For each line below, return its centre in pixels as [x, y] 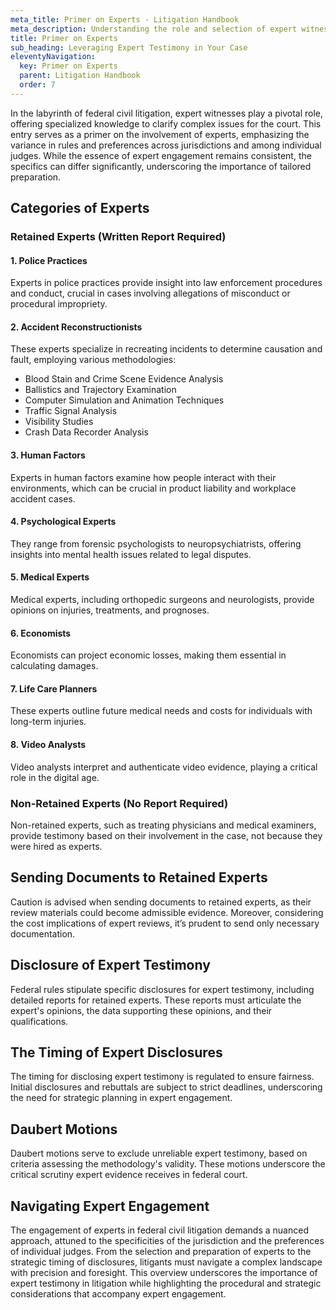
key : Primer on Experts [68, 66]
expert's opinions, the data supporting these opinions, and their [141, 1010]
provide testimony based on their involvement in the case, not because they [166, 835]
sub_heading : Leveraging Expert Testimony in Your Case [129, 47]
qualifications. [39, 1021]
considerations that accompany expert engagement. [118, 1294]
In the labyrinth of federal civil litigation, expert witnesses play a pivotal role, [167, 113]
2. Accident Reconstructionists [76, 327]
